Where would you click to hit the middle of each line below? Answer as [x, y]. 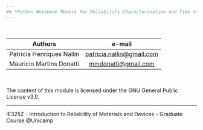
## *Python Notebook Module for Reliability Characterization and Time [98, 12]
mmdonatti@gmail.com [122, 64]
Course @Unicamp [30, 120]
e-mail [121, 44]
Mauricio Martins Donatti [44, 64]
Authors [44, 44]
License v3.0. [23, 96]
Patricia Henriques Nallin [44, 54]
